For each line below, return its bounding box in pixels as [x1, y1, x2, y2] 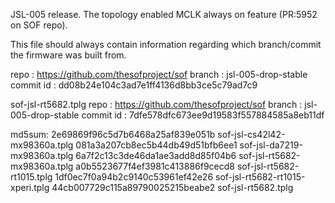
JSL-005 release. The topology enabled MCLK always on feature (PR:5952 [10, 9, 318, 20]
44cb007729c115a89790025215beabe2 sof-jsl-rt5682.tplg [51, 182, 294, 193]
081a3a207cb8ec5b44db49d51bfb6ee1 [75, 139, 238, 151]
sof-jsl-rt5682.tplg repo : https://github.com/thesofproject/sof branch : [10, 99, 303, 110]
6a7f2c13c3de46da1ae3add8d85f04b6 [75, 150, 237, 161]
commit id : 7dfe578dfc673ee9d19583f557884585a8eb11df [81, 109, 325, 121]
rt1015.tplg [10, 171, 53, 183]
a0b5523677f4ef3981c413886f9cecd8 [75, 160, 235, 172]
